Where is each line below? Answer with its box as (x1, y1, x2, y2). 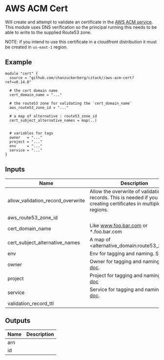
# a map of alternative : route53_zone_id (9, 114, 97, 118)
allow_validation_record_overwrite (7, 197, 85, 204)
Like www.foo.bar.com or (89, 222, 148, 229)
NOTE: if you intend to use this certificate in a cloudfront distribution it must (5, 38, 157, 44)
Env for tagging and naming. (89, 250, 155, 257)
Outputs (5, 316, 31, 324)
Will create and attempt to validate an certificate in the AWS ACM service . (5, 19, 153, 25)
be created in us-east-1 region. (5, 44, 68, 50)
